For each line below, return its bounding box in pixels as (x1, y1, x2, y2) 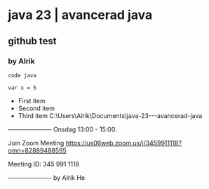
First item (18, 96, 46, 105)
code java (8, 72, 37, 79)
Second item (18, 104, 55, 112)
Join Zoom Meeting (8, 138, 65, 147)
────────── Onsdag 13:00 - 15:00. (8, 125, 118, 133)
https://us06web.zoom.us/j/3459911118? (65, 138, 182, 147)
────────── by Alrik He (8, 173, 86, 182)
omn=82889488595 (8, 146, 67, 155)
